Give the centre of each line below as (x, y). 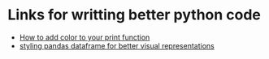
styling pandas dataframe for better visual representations (117, 45)
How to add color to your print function (85, 37)
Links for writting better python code (134, 15)
